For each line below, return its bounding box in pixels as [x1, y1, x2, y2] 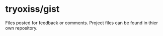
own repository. [5, 25, 38, 31]
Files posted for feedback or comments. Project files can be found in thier [5, 20, 158, 26]
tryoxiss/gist [5, 3, 60, 15]
